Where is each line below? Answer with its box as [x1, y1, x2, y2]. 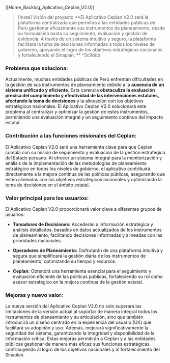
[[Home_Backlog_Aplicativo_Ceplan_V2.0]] [5, 5, 95, 10]
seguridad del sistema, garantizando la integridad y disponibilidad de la [5, 330, 155, 337]
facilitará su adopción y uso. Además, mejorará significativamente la [5, 325, 149, 331]
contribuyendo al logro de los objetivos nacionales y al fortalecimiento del [5, 346, 160, 353]
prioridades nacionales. [12, 237, 62, 243]
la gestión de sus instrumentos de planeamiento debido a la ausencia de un [5, 81, 164, 88]
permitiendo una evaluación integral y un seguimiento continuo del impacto [5, 114, 163, 120]
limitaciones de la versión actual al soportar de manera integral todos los [5, 309, 158, 315]
